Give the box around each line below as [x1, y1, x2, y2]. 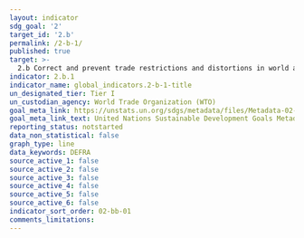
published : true [9, 47, 71, 56]
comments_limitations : [9, 214, 95, 224]
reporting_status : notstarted [9, 123, 124, 132]
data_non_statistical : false [9, 131, 119, 140]
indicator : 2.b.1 [9, 72, 75, 81]
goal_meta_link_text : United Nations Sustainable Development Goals [9, 114, 273, 123]
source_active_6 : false [9, 198, 100, 208]
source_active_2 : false [9, 165, 100, 174]
